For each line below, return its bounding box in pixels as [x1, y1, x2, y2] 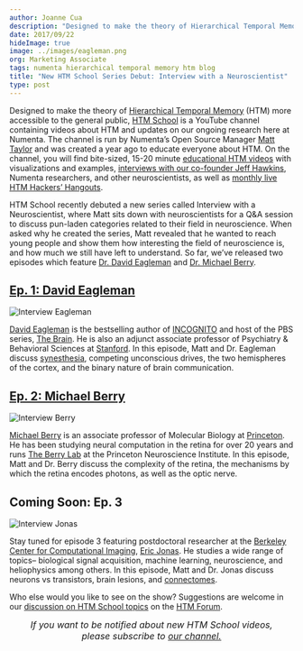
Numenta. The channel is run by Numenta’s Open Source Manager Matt [9, 133, 275, 144]
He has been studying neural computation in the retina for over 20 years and [9, 439, 294, 451]
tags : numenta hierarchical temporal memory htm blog [9, 64, 216, 73]
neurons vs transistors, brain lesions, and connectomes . [9, 574, 218, 585]
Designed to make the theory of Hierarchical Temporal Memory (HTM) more [9, 105, 291, 115]
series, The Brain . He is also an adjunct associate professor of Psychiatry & [9, 334, 289, 344]
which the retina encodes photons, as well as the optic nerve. [9, 468, 238, 479]
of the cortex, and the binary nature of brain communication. [9, 362, 234, 373]
